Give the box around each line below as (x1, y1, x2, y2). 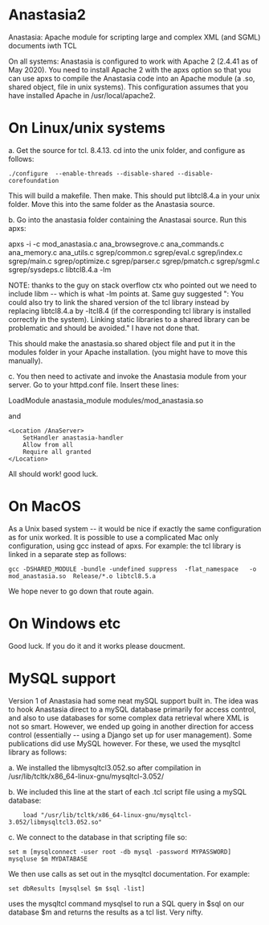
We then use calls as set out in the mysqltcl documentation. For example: (8, 869, 251, 878)
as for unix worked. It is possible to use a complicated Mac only (8, 532, 219, 542)
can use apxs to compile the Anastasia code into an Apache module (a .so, (8, 73, 255, 83)
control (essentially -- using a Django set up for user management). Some (8, 730, 253, 740)
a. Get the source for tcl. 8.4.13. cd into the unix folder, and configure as (8, 145, 246, 155)
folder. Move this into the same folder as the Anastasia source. (8, 199, 215, 209)
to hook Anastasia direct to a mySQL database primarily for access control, (8, 704, 257, 714)
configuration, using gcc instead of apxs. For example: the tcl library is (8, 541, 242, 551)
